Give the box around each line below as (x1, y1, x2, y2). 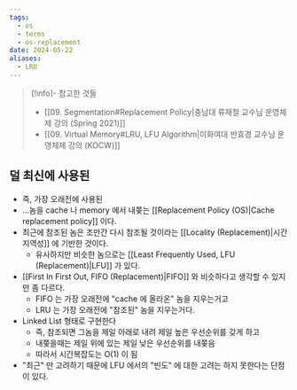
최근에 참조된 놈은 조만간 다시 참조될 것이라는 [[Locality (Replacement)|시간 (21, 227, 288, 238)
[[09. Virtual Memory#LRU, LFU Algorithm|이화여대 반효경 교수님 (43, 129, 276, 139)
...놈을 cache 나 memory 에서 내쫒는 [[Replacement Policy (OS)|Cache (21, 205, 275, 215)
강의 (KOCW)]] (67, 139, 121, 151)
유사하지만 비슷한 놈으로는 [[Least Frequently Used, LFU (35, 249, 236, 260)
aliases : (9, 54, 42, 63)
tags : (9, 12, 29, 22)
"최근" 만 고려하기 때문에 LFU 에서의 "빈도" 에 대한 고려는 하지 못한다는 (21, 360, 269, 370)
